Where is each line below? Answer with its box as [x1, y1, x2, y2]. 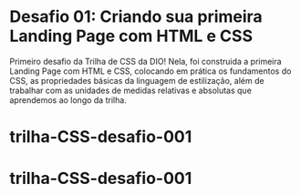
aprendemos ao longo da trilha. [9, 94, 128, 106]
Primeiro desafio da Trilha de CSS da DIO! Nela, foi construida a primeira [9, 56, 282, 66]
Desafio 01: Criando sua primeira [9, 6, 263, 27]
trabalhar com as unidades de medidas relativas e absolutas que [9, 85, 253, 96]
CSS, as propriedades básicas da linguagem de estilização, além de [9, 75, 265, 86]
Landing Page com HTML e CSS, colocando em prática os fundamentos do [9, 66, 292, 77]
